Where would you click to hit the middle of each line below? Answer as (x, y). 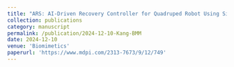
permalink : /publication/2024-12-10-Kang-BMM (74, 33)
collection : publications (45, 20)
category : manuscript (39, 27)
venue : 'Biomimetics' (39, 46)
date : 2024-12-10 (32, 40)
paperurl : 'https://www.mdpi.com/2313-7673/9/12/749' (87, 53)
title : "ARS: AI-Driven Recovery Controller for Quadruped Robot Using (113, 14)
